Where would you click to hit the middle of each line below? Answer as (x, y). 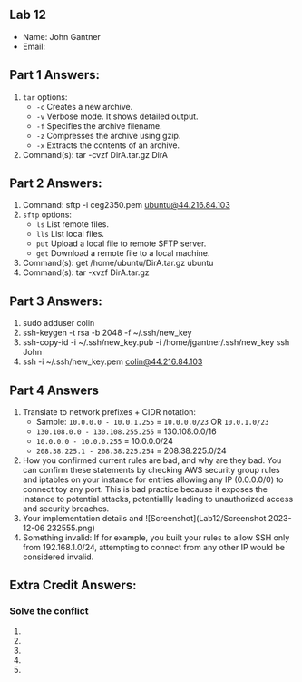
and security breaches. (66, 509)
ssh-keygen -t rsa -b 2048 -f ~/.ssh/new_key (107, 333)
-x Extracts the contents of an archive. (107, 145)
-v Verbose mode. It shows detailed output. (117, 116)
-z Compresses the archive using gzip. (108, 135)
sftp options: (47, 215)
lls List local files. (70, 234)
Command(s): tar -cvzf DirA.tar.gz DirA (95, 154)
